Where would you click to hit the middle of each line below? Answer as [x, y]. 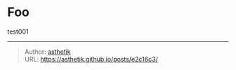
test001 [18, 31]
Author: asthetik [48, 51]
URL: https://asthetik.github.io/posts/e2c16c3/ [91, 59]
